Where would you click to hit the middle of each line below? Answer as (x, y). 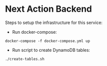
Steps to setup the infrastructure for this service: (54, 22)
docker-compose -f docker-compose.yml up (48, 41)
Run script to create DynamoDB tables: (51, 50)
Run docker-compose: (35, 32)
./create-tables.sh (25, 59)
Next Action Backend (49, 9)
